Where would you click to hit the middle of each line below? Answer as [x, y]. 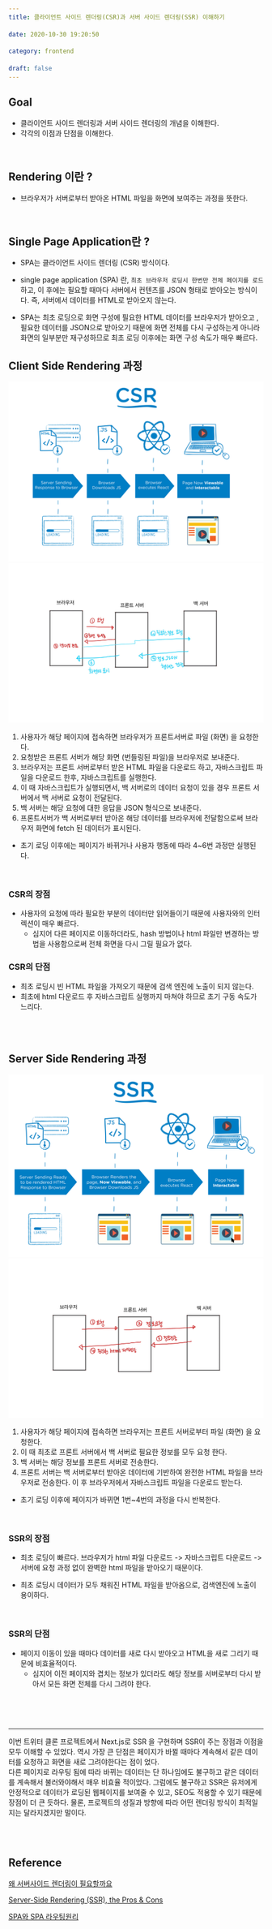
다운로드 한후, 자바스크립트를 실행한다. [96, 777]
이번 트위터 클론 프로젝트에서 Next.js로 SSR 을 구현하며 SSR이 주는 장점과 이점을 [136, 1742]
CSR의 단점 [30, 967]
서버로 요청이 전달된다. [86, 797]
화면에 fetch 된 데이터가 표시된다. [88, 828]
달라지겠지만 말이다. [55, 1812]
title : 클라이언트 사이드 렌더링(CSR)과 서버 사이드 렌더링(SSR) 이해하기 [117, 17]
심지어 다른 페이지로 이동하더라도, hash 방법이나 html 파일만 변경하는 [141, 934]
